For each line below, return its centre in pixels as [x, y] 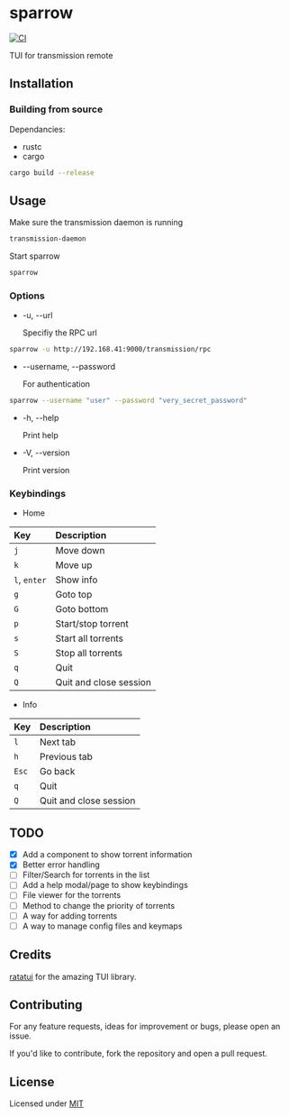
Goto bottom [82, 609]
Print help [40, 435]
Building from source [56, 109]
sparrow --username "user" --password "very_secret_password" [128, 401]
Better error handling [61, 865]
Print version [46, 471]
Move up [74, 565]
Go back [57, 772]
